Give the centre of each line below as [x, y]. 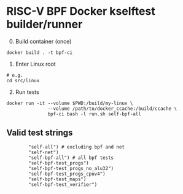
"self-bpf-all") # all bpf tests [71, 158]
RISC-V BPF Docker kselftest [81, 11]
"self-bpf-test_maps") [57, 179]
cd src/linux [23, 80]
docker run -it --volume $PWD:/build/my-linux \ [70, 103]
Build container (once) [43, 41]
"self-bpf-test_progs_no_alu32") [71, 168]
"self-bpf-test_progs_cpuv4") [67, 174]
